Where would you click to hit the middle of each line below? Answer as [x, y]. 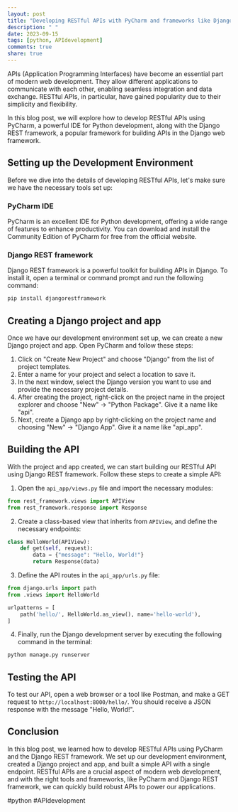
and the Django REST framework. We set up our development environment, [117, 756]
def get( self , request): [57, 548]
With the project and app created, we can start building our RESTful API [112, 466]
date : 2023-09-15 [33, 34]
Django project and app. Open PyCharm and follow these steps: [100, 345]
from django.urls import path [52, 588]
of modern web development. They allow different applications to [103, 81]
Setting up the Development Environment [100, 163]
